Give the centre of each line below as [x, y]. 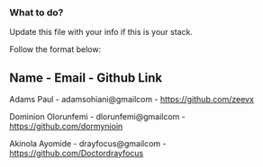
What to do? [36, 13]
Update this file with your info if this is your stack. [101, 32]
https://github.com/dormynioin [66, 127]
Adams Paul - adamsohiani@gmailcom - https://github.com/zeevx [132, 100]
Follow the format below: [55, 49]
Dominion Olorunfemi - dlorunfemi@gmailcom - [98, 117]
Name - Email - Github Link [86, 78]
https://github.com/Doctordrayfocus [77, 154]
